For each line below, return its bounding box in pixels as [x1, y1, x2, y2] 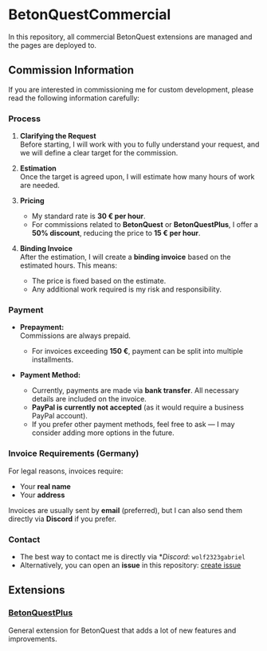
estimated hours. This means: [19, 261, 118, 270]
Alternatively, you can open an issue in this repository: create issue [19, 560, 241, 570]
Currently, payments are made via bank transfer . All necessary [31, 386, 239, 395]
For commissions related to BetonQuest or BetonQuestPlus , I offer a [31, 220, 259, 229]
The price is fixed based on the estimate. [31, 276, 167, 286]
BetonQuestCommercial [8, 6, 171, 24]
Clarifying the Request [19, 131, 97, 141]
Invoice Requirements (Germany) [8, 448, 139, 459]
